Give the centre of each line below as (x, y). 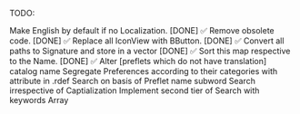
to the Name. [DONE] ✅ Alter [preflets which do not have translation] (138, 61)
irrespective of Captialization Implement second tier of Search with (135, 90)
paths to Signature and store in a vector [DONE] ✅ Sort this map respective (150, 51)
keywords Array (39, 100)
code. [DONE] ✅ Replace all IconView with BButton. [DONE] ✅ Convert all (147, 41)
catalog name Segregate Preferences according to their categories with (144, 71)
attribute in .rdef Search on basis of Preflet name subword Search (133, 81)
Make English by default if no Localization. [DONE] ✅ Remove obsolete (142, 30)
